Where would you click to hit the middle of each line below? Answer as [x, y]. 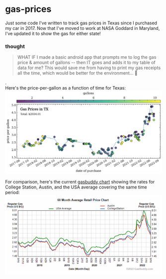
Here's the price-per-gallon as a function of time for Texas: [65, 88]
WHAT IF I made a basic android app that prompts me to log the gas [87, 57]
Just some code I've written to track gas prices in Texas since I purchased [81, 23]
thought [15, 46]
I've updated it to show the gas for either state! [53, 33]
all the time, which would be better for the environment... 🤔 [77, 73]
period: [12, 192]
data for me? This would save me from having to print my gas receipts [89, 68]
